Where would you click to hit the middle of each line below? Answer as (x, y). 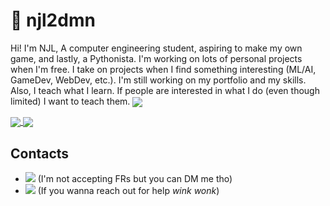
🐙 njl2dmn (53, 20)
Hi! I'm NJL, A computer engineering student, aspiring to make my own (156, 48)
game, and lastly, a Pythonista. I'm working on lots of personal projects (156, 58)
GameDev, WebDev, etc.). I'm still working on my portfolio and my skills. (158, 80)
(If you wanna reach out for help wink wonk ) (128, 191)
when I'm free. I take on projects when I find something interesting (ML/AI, (163, 69)
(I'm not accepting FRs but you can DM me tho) (135, 179)
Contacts (40, 153)
